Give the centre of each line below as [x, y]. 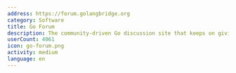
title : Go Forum [31, 26]
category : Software [36, 20]
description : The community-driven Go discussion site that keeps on [111, 33]
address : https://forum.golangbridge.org [69, 14]
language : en [26, 59]
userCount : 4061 [31, 40]
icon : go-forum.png [36, 46]
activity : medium [33, 53]
